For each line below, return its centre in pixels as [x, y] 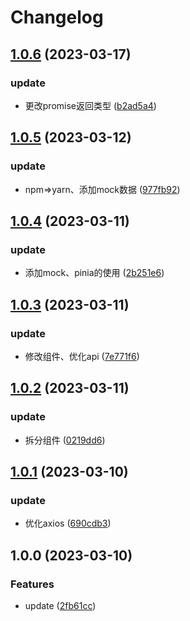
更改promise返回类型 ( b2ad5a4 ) [90, 105]
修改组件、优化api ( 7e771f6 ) [82, 356]
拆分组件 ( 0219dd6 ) [65, 440]
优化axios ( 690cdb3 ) [68, 523]
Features [32, 584]
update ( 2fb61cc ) [60, 605]
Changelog [57, 17]
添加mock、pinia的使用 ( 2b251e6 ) [94, 273]
